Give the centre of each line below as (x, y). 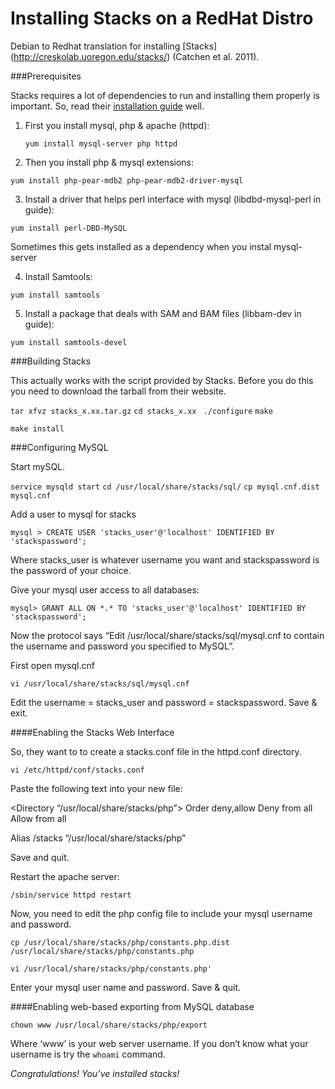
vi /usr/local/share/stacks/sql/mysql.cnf (100, 683)
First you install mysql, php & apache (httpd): (117, 125)
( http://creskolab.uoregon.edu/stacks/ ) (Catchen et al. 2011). (135, 56)
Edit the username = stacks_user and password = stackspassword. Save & (164, 702)
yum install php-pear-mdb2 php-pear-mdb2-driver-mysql (127, 180)
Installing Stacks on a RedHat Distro (162, 18)
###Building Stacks (51, 361)
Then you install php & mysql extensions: (109, 162)
